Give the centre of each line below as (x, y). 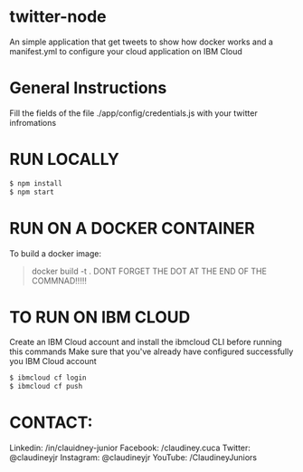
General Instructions (88, 88)
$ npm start (32, 192)
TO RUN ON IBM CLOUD (100, 317)
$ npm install (36, 183)
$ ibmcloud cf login (48, 378)
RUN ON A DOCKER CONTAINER (132, 228)
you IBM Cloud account (53, 361)
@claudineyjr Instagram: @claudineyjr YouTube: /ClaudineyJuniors (133, 458)
